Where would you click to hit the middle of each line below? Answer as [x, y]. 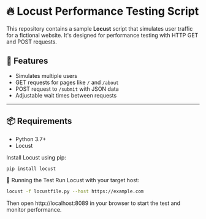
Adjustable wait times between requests [66, 95]
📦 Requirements [39, 121]
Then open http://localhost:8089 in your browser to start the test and [93, 203]
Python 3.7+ [31, 139]
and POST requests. [32, 42]
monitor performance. [34, 210]
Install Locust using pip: [36, 157]
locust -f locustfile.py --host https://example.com [75, 191]
